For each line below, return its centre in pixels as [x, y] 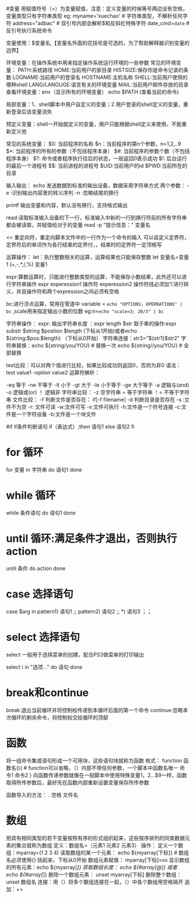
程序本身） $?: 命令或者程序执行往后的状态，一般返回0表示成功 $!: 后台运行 [97, 158]
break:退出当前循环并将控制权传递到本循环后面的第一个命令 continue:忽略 [94, 710]
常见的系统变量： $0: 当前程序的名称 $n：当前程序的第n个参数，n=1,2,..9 [94, 144]
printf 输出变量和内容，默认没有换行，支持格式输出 [67, 205]
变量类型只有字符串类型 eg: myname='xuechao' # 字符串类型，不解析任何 [94, 16]
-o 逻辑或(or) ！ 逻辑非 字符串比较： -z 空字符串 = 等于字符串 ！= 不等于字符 [98, 392]
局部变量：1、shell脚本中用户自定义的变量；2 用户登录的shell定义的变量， [95, 104]
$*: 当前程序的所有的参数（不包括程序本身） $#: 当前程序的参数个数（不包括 [98, 151]
